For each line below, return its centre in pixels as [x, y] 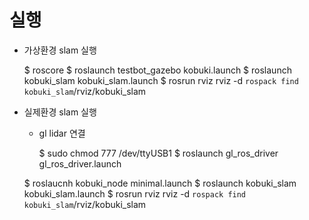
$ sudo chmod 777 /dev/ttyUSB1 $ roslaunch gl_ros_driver [158, 153]
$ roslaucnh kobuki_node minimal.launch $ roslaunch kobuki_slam [160, 183]
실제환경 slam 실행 [60, 112]
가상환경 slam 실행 [60, 50]
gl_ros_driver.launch [80, 163]
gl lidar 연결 [62, 133]
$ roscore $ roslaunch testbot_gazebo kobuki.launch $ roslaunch [157, 70]
